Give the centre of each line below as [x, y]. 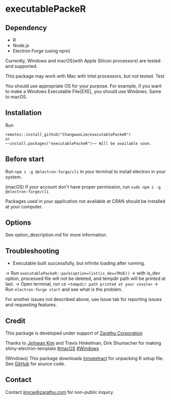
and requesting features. [31, 305]
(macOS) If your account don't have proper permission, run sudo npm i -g [83, 186]
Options [18, 223]
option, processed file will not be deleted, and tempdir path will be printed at [86, 278]
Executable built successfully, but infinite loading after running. [79, 263]
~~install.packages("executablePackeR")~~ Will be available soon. [79, 144]
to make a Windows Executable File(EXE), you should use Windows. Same [83, 91]
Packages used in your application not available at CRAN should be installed [86, 201]
